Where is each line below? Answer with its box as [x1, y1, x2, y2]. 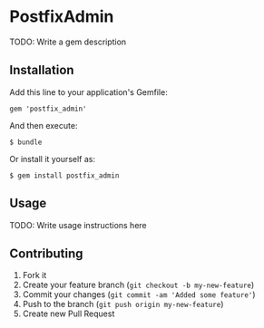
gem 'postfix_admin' [9, 104, 88, 113]
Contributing [9, 246, 83, 261]
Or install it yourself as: [9, 153, 95, 164]
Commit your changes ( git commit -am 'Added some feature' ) [22, 289, 256, 300]
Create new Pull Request [22, 308, 115, 319]
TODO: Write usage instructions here [9, 219, 147, 230]
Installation [9, 63, 74, 78]
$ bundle [9, 138, 43, 147]
